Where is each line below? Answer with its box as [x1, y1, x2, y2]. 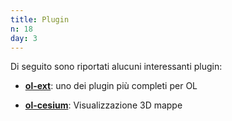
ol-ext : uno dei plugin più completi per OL [24, 80, 198, 92]
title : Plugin [10, 14, 70, 25]
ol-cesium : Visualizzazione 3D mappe [24, 99, 183, 111]
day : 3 [10, 33, 38, 43]
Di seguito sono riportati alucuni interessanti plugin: [10, 61, 223, 73]
